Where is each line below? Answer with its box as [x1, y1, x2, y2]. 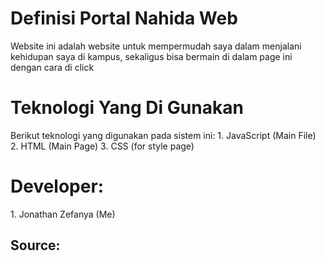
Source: [10, 237, 61, 254]
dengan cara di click [10, 61, 95, 73]
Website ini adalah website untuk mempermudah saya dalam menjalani [10, 40, 302, 52]
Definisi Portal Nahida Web [10, 7, 238, 30]
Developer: [10, 175, 105, 198]
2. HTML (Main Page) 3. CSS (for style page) [10, 140, 195, 152]
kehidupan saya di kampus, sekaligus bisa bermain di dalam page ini [10, 50, 293, 62]
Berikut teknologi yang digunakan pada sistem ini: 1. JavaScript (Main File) [10, 129, 317, 141]
